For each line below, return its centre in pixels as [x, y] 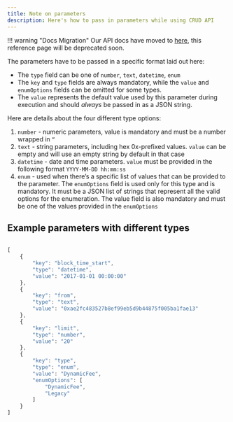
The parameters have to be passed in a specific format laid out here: [106, 61]
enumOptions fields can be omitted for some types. [90, 90]
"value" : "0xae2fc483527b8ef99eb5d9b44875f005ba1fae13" [115, 309]
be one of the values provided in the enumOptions [88, 206]
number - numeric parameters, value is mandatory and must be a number [121, 132]
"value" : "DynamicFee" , [67, 374]
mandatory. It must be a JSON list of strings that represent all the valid [119, 191]
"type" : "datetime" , [62, 269]
